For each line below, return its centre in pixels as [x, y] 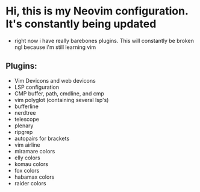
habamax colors [34, 177]
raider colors [30, 183]
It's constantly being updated [81, 24]
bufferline [26, 106]
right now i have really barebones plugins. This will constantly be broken [104, 40]
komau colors [31, 164]
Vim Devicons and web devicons [55, 80]
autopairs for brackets [42, 138]
